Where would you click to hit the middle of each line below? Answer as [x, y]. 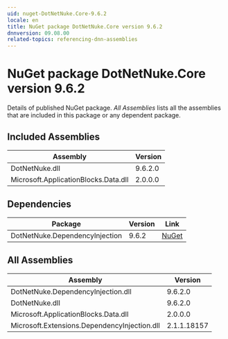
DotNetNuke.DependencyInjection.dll [71, 291]
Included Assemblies [54, 137]
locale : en [23, 20]
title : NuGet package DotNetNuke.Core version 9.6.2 [85, 26]
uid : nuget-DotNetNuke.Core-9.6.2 [57, 14]
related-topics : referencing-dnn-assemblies [72, 40]
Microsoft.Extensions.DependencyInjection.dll [86, 325]
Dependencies [39, 205]
